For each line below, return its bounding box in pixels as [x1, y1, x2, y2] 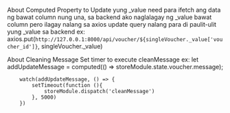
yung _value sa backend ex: [7, 27, 86, 36]
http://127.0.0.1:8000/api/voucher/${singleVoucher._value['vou [35, 36, 223, 43]
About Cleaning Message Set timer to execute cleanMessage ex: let [7, 55, 199, 64]
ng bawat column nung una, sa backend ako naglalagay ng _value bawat [7, 13, 212, 21]
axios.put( [7, 35, 36, 43]
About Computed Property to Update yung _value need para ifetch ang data [7, 6, 221, 14]
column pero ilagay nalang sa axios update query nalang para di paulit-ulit [7, 21, 217, 28]
